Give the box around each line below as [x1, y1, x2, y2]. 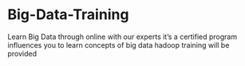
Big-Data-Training [7, 6, 129, 24]
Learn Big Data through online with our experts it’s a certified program [7, 32, 237, 41]
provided [7, 49, 38, 58]
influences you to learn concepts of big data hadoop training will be [7, 40, 230, 49]
